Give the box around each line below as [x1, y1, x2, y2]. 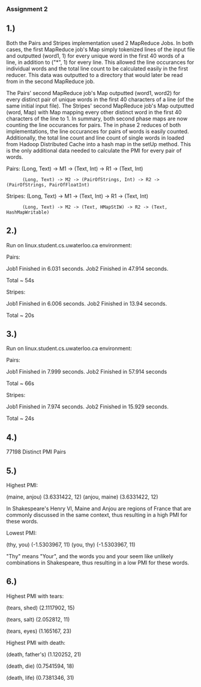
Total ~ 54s [6, 276, 35, 284]
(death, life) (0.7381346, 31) [6, 674, 74, 681]
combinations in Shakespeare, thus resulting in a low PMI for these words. [6, 559, 190, 566]
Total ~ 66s [6, 380, 35, 387]
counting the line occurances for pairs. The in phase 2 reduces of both [6, 121, 181, 128]
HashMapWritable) [6, 209, 50, 215]
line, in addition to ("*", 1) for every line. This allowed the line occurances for [6, 58, 194, 66]
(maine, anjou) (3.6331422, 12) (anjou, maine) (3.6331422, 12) [6, 493, 158, 501]
